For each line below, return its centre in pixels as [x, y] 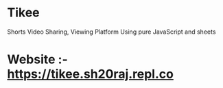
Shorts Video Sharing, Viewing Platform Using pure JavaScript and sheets [111, 32]
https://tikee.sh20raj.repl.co [90, 74]
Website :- [37, 59]
